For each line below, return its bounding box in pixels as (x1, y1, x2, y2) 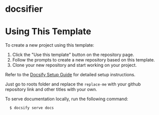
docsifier (5, 3, 43, 15)
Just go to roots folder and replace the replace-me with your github (5, 81, 141, 87)
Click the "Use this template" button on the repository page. (12, 52, 134, 57)
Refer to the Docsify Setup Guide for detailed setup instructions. (5, 72, 136, 78)
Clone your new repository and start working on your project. (12, 62, 137, 68)
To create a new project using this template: (5, 42, 95, 48)
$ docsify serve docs (9, 106, 54, 111)
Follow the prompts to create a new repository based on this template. (12, 57, 155, 63)
